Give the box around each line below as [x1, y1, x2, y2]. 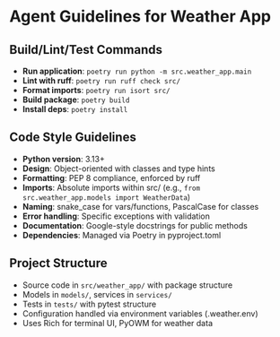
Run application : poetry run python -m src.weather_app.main [22, 65, 252, 76]
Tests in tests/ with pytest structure [22, 298, 157, 309]
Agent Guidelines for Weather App [9, 6, 272, 27]
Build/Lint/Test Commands [9, 42, 163, 57]
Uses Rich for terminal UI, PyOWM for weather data [22, 317, 214, 328]
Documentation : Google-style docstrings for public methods [22, 220, 249, 230]
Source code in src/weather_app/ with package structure [22, 280, 233, 290]
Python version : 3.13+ [22, 153, 105, 164]
